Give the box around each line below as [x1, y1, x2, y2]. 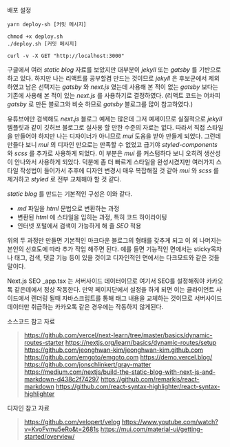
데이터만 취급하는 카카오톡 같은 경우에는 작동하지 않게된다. [7, 303, 164, 310]
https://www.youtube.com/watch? [121, 418, 218, 426]
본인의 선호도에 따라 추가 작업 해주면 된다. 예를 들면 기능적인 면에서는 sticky [7, 245, 211, 253]
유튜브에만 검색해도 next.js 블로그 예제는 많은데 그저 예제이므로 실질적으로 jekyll [7, 115, 222, 123]
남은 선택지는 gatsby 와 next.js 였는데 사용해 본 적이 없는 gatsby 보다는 [25, 83, 219, 91]
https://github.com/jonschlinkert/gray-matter [23, 361, 151, 368]
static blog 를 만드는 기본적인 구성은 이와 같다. [7, 190, 133, 198]
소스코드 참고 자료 [7, 317, 55, 326]
